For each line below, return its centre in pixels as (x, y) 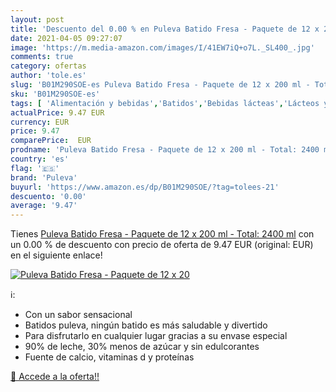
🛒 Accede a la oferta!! (55, 377)
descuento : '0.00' (48, 196)
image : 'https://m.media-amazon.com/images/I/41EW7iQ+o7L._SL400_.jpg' (162, 47)
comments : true (42, 57)
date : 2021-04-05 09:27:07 (66, 38)
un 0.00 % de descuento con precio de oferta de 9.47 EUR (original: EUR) (162, 245)
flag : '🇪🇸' (35, 168)
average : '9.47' (44, 206)
